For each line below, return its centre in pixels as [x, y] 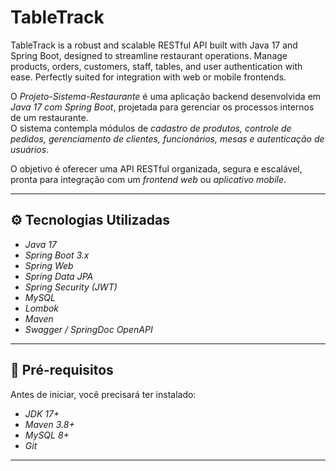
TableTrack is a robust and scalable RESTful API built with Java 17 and [154, 45]
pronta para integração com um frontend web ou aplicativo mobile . [148, 179]
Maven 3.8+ [49, 424]
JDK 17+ [42, 413]
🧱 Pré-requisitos [62, 370]
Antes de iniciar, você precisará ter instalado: [103, 394]
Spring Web [49, 265]
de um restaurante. [49, 117]
